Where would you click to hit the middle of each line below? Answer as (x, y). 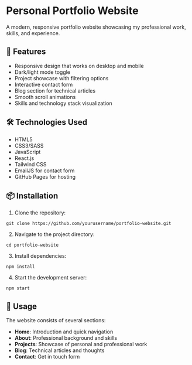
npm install (20, 267)
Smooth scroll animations (45, 97)
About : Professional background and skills (66, 338)
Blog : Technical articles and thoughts (59, 350)
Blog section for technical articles (55, 91)
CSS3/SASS (29, 145)
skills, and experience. (33, 33)
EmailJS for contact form (44, 170)
